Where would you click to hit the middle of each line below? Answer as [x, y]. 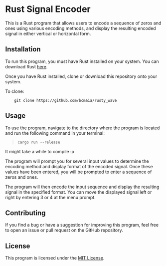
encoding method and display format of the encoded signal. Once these [79, 166]
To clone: [15, 91]
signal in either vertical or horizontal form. [48, 33]
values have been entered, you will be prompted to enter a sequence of [79, 172]
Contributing [25, 213]
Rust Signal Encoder [48, 9]
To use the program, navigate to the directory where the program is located [83, 128]
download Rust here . [26, 66]
